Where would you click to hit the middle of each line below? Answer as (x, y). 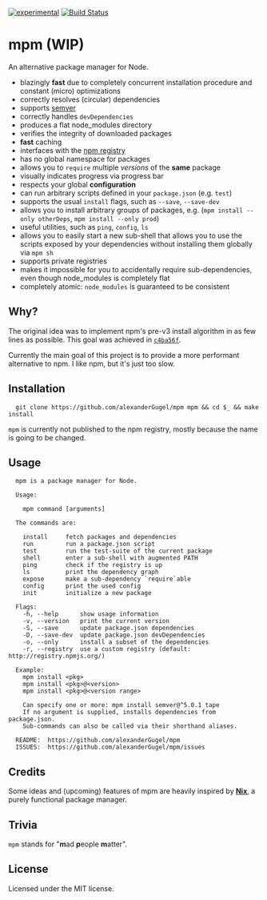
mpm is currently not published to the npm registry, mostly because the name (133, 429)
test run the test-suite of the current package (118, 551)
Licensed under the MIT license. (61, 888)
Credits (27, 771)
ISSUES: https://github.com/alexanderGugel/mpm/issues (110, 747)
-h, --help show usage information (91, 614)
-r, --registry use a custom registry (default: (107, 649)
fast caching (41, 142)
